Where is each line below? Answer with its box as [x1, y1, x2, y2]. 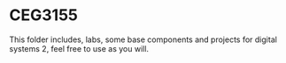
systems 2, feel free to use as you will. [9, 43, 149, 53]
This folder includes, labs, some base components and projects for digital [9, 34, 277, 45]
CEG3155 [9, 5, 78, 25]
